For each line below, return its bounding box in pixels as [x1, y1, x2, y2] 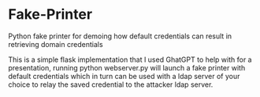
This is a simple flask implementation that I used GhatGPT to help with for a [8, 55, 252, 64]
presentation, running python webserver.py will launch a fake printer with [8, 63, 246, 72]
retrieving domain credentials [8, 39, 104, 48]
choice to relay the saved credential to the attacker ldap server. [8, 80, 214, 89]
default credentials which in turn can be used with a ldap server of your [8, 71, 240, 81]
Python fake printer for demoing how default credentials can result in [8, 31, 232, 41]
